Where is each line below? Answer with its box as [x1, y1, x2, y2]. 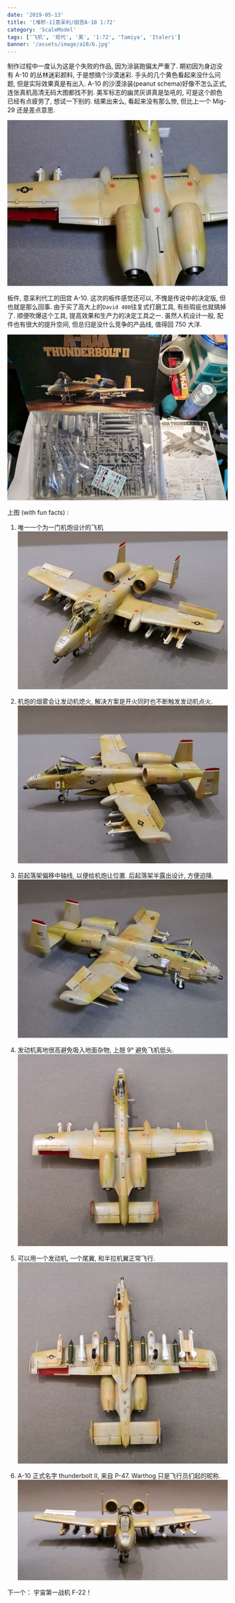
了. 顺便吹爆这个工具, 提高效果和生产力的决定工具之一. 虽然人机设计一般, [7, 311, 215, 320]
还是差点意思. [16, 106, 56, 114]
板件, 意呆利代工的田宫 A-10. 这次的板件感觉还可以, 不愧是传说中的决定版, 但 [7, 294, 226, 302]
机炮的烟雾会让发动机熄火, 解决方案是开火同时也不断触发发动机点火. [17, 697, 213, 706]
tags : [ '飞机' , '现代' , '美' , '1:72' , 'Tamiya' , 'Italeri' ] [7, 34, 181, 41]
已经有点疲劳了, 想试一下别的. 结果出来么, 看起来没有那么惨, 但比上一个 [7, 97, 211, 105]
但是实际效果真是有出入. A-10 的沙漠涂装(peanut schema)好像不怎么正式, [16, 79, 227, 88]
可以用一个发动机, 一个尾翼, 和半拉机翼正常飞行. [17, 1254, 155, 1262]
